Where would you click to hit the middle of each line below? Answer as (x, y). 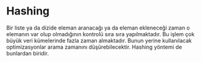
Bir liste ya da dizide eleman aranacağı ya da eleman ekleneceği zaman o (98, 28)
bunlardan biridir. (28, 53)
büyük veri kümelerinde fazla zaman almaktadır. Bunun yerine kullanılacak (99, 40)
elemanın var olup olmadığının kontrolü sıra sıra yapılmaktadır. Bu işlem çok (100, 34)
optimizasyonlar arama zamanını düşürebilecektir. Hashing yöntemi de (94, 47)
